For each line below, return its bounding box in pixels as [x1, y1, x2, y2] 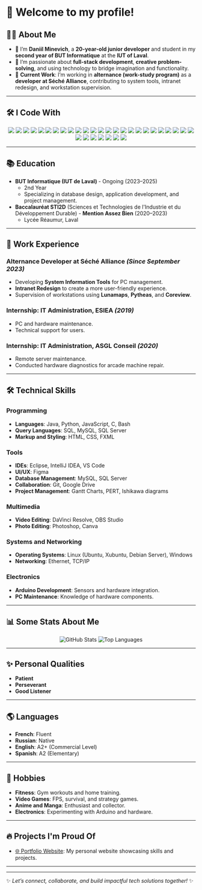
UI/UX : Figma [14, 468, 49, 475]
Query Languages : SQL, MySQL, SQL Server [14, 426, 127, 434]
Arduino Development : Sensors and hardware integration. [14, 586, 160, 593]
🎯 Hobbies [6, 773, 46, 783]
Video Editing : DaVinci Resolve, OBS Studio [14, 516, 124, 523]
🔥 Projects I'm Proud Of [6, 832, 96, 842]
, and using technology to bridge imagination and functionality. [34, 65, 189, 72]
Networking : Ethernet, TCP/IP [14, 558, 90, 565]
